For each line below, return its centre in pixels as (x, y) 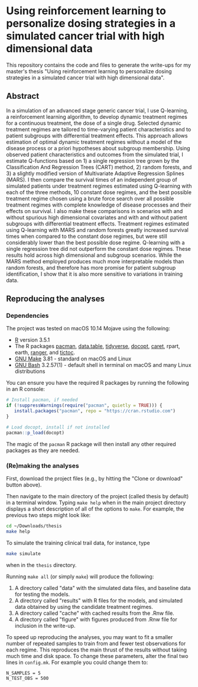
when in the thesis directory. (41, 565)
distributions (30, 372)
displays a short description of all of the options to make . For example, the (95, 509)
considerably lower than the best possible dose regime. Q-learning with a (95, 242)
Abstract (23, 96)
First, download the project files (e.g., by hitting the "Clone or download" (95, 478)
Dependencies (27, 316)
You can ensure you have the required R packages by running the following (98, 383)
